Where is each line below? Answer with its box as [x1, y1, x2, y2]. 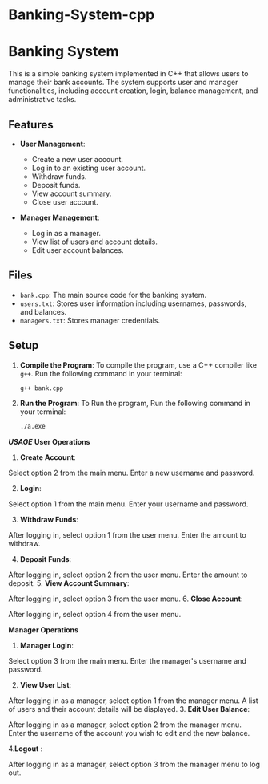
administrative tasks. [8, 95, 77, 104]
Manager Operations [8, 625, 78, 635]
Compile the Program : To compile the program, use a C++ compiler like [19, 360, 258, 370]
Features [8, 118, 54, 132]
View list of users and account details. [31, 237, 158, 246]
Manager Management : [19, 213, 100, 222]
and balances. [19, 307, 67, 316]
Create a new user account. [31, 154, 124, 164]
